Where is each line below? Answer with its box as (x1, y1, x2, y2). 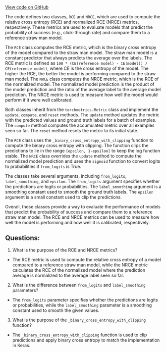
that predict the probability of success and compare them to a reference (5, 209, 153, 215)
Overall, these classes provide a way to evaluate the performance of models (5, 204, 161, 209)
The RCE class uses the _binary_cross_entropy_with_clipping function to (5, 137, 154, 143)
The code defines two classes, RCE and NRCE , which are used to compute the (5, 14, 161, 19)
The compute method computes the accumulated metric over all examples (5, 122, 155, 128)
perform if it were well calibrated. (5, 97, 73, 103)
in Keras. (12, 342, 31, 348)
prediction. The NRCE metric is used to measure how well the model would (5, 92, 158, 98)
